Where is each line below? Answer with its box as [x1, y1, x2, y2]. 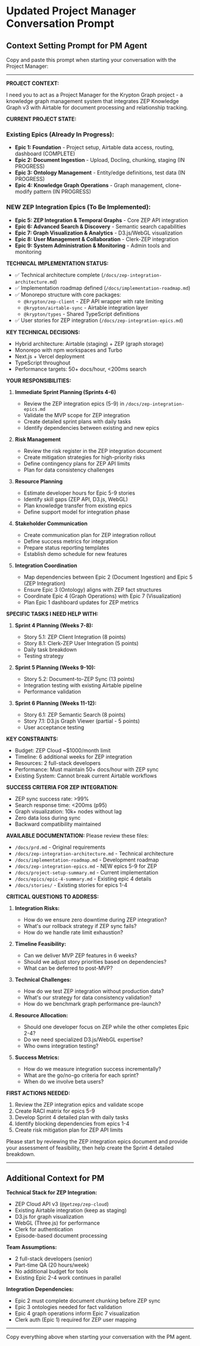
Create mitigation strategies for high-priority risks [23, 454, 146, 461]
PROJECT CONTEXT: [6, 80, 60, 87]
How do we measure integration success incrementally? [23, 1065, 162, 1072]
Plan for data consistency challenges [23, 466, 114, 473]
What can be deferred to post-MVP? [23, 964, 113, 972]
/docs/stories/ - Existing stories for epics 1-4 [14, 881, 128, 888]
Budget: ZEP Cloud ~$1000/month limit [14, 747, 111, 754]
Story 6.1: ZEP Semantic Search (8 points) [23, 711, 126, 718]
